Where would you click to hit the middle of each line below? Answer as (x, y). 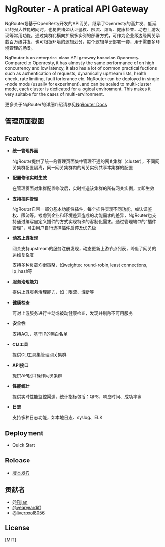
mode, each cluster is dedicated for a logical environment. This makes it (78, 89)
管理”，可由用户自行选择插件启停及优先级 (54, 228)
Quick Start (24, 445)
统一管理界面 (25, 151)
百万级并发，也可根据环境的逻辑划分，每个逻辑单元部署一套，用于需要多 (82, 42)
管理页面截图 (25, 121)
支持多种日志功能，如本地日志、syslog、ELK (57, 417)
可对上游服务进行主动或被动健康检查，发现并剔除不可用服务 (72, 313)
